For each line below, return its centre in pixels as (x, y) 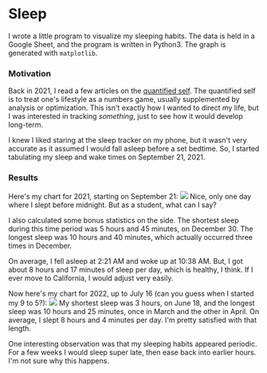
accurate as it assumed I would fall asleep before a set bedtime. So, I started (134, 149)
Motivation (30, 73)
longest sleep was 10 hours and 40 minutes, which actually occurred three (131, 237)
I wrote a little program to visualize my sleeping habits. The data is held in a (132, 36)
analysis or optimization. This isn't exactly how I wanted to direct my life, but (133, 108)
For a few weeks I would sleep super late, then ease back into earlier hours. (132, 352)
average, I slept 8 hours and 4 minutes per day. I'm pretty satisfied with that (133, 320)
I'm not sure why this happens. (59, 360)
